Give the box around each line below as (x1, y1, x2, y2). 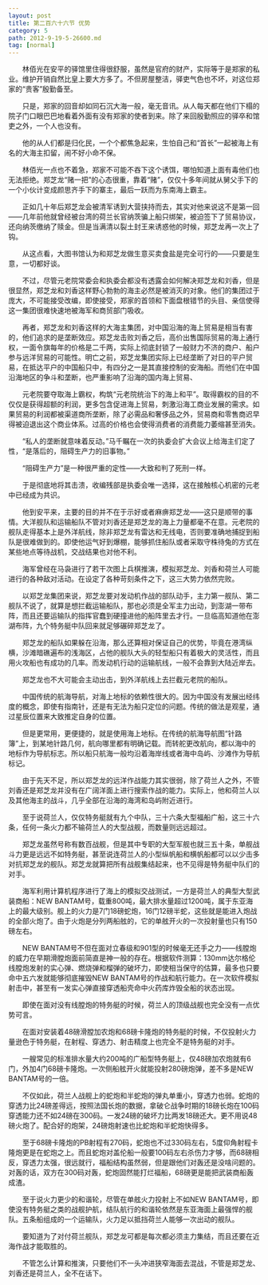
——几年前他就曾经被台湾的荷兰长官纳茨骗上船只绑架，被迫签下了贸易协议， (8, 212, 260, 222)
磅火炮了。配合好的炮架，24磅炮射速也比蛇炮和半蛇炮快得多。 (8, 1121, 213, 1130)
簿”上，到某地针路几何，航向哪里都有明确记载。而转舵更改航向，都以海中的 (8, 739, 257, 749)
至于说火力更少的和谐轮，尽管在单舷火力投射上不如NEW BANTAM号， (22, 1195, 253, 1204)
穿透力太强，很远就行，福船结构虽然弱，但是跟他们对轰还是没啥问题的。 (22, 1158, 260, 1168)
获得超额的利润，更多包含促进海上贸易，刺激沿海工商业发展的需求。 (29, 400, 253, 409)
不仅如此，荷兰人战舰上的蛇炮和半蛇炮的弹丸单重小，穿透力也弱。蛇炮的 (22, 1091, 260, 1101)
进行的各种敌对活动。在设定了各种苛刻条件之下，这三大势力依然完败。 (8, 574, 239, 583)
